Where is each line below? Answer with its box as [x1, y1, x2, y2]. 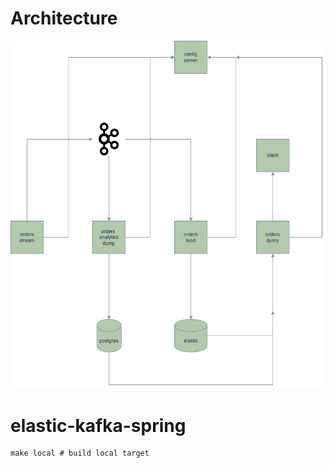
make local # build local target [10, 448, 150, 459]
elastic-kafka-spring [10, 414, 187, 437]
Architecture [10, 7, 118, 30]
